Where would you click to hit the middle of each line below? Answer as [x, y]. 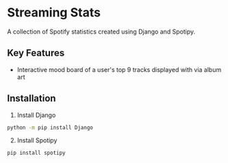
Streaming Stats [54, 13]
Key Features [36, 53]
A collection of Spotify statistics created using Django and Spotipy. [101, 32]
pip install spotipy [37, 153]
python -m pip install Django [50, 127]
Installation [31, 98]
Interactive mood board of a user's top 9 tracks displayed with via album [119, 69]
